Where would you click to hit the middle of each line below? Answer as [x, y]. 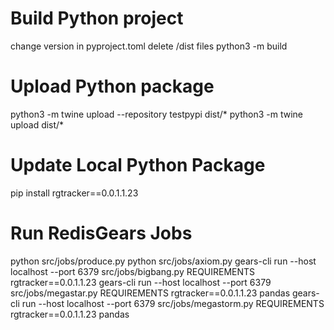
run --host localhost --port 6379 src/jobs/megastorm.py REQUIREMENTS [173, 303]
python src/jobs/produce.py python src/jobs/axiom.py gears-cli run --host [163, 261]
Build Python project [97, 18]
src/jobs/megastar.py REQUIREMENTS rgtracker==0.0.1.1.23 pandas [150, 293]
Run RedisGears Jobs [101, 233]
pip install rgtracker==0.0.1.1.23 [74, 193]
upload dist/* [37, 124]
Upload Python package [112, 86]
